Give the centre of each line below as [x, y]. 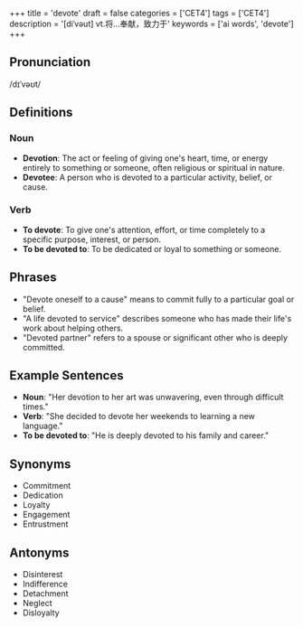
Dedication [43, 495]
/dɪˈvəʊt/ [25, 84]
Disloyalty [41, 613]
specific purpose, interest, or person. [91, 239]
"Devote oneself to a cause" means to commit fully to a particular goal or [158, 299]
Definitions [41, 112]
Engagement [46, 515]
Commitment [47, 486]
